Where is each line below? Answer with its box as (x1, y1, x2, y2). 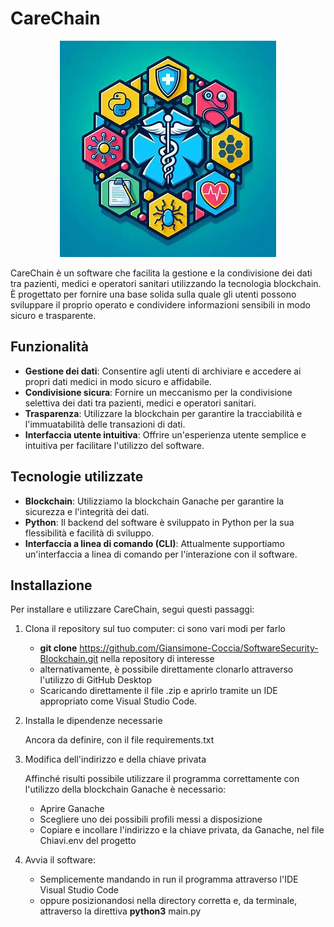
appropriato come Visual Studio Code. (39, 695, 198, 707)
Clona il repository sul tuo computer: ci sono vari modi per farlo (24, 623, 286, 635)
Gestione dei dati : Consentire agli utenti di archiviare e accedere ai (24, 365, 302, 377)
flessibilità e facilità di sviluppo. (24, 527, 155, 539)
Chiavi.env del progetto (39, 835, 137, 847)
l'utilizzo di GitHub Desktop (39, 674, 153, 686)
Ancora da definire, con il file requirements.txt (24, 734, 215, 746)
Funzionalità (10, 338, 89, 356)
